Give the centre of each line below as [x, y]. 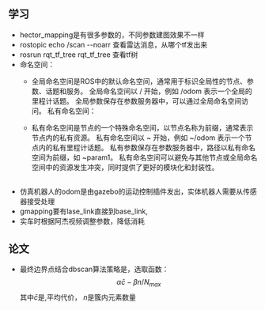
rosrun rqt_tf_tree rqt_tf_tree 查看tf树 [79, 55]
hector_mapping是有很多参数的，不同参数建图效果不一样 [112, 35]
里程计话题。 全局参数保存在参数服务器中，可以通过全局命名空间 [136, 100]
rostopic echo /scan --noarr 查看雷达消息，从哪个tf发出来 [114, 44]
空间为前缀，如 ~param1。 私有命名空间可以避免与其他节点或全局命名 [144, 157]
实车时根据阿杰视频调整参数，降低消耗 [82, 221]
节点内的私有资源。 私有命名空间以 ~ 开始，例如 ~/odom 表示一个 [138, 138]
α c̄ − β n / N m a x [139, 283]
